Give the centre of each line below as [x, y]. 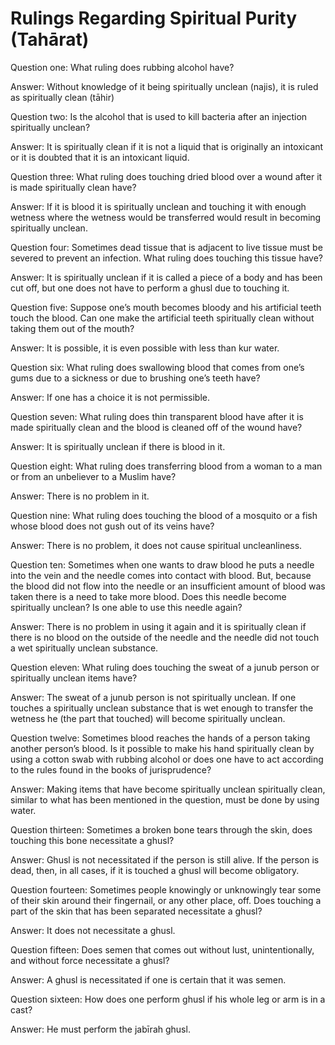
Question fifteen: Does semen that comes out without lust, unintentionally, [162, 949]
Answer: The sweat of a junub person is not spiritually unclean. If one [153, 697]
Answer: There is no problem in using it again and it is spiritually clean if [158, 626]
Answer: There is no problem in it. [80, 496]
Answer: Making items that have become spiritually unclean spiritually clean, [168, 789]
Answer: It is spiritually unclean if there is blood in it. [118, 446]
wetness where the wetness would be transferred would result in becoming [166, 217]
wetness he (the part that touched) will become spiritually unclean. [148, 718]
